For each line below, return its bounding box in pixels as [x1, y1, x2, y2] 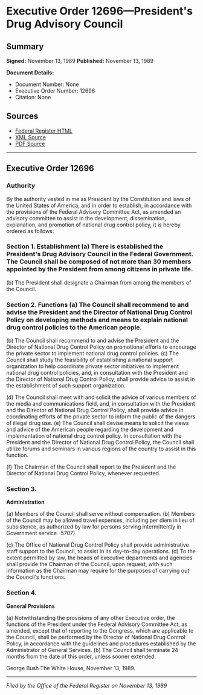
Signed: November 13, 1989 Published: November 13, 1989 [6, 58, 154, 64]
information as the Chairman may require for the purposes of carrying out [6, 567, 190, 575]
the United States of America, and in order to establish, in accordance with [6, 202, 192, 209]
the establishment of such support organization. [6, 382, 126, 389]
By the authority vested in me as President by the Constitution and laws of [6, 195, 191, 202]
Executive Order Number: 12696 [14, 87, 95, 94]
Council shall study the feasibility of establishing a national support [6, 356, 173, 364]
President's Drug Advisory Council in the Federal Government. [6, 250, 193, 259]
